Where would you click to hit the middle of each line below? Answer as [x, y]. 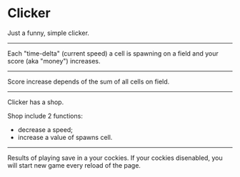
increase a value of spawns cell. [65, 137]
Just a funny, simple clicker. [48, 33]
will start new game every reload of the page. [74, 165]
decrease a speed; [45, 129]
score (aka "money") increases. [54, 61]
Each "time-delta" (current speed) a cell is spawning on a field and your [113, 53]
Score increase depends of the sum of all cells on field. [89, 81]
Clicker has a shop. [36, 102]
